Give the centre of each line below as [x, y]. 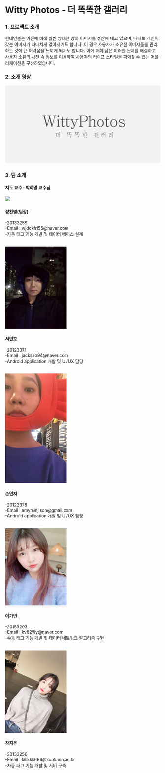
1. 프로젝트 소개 [22, 27]
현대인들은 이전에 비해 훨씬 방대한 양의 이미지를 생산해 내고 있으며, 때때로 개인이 [82, 38]
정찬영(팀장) [17, 212]
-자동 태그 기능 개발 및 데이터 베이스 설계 [44, 234]
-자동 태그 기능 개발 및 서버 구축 [36, 766]
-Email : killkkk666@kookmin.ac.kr [40, 760]
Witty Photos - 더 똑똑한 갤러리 [66, 10]
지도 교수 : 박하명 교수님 [28, 187]
